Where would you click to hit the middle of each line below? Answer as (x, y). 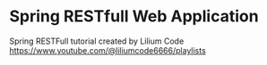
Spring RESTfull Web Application (134, 16)
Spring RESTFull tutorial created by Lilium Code (97, 41)
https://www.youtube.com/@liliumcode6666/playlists (108, 50)
